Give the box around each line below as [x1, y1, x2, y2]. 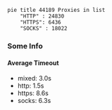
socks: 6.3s [17, 97, 51, 105]
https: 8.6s [17, 89, 49, 97]
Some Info [7, 41, 44, 50]
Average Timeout [7, 58, 59, 67]
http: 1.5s [17, 81, 44, 90]
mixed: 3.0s [17, 74, 51, 83]
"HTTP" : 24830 [20, 13, 65, 20]
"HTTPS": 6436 [20, 19, 61, 26]
